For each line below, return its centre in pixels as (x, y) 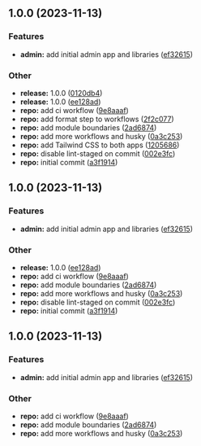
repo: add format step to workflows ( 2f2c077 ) (97, 119)
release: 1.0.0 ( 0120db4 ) (61, 93)
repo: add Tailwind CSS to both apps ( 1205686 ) (100, 145)
